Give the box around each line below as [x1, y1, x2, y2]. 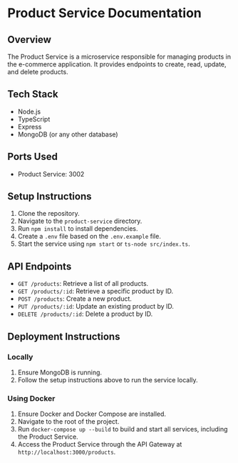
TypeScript [17, 114, 51, 123]
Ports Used [7, 151, 58, 163]
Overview [7, 34, 52, 46]
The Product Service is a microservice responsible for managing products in [7, 52, 232, 61]
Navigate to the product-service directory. [17, 216, 143, 226]
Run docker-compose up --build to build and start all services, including [17, 425, 228, 434]
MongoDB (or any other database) [17, 130, 119, 139]
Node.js [17, 107, 41, 116]
